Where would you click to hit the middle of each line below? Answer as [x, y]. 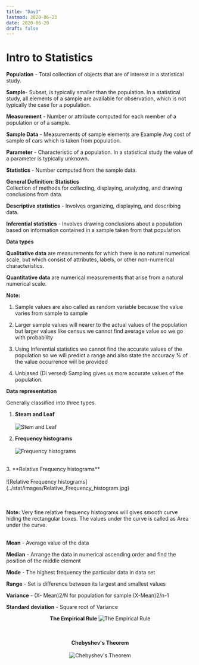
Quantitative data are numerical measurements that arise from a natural [95, 277]
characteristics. [25, 266]
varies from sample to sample [51, 313]
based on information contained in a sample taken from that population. [94, 230]
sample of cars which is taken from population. [64, 141]
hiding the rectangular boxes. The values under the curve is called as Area [97, 519]
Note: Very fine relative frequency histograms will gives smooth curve [92, 512]
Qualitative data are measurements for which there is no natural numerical [98, 253]
